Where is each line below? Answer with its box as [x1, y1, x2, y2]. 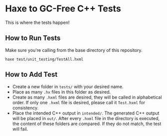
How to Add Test [5, 70, 58, 79]
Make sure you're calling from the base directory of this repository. [5, 47, 143, 53]
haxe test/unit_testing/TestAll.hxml [5, 57, 84, 62]
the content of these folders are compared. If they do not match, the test [12, 121, 162, 127]
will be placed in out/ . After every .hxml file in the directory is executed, [12, 115, 160, 121]
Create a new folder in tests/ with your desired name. [12, 83, 124, 90]
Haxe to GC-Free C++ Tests [5, 3, 121, 14]
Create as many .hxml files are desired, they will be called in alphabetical [12, 94, 162, 100]
